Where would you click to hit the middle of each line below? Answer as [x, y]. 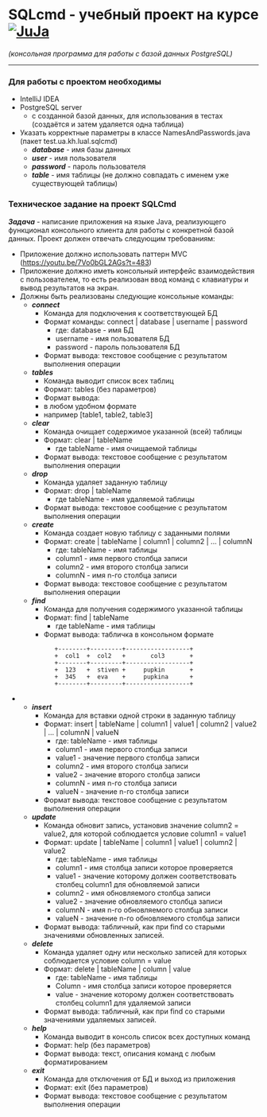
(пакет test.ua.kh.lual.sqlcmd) [68, 142]
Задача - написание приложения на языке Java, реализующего [117, 221]
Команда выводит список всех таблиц [108, 380]
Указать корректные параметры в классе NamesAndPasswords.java [135, 133]
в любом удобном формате [90, 406]
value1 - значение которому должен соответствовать [146, 876]
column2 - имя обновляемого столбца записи [133, 893]
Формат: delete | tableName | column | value [117, 969]
